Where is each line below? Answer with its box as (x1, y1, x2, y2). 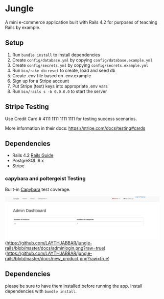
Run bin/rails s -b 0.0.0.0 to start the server (12, 88, 107, 94)
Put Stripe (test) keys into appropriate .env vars (12, 83, 108, 89)
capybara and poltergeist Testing (5, 175, 86, 182)
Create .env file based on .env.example (12, 72, 92, 79)
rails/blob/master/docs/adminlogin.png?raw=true (5, 245, 104, 251)
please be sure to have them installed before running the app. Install (5, 283, 142, 289)
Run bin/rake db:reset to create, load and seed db (12, 67, 116, 73)
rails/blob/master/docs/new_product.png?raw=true (5, 255, 109, 261)
